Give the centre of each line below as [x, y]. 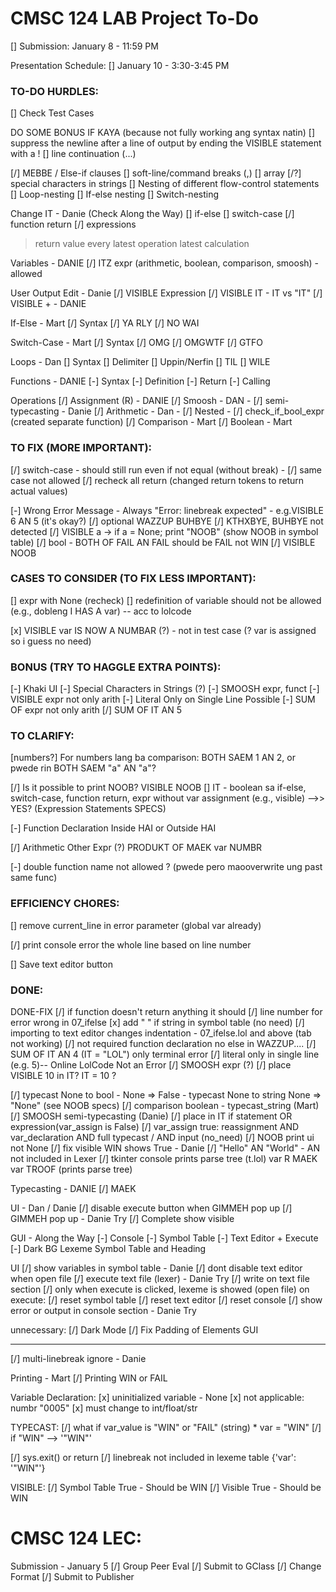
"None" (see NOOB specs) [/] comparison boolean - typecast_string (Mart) [165, 1106]
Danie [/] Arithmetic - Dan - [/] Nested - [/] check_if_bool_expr [196, 411]
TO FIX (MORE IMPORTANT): [81, 448]
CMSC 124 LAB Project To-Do [135, 18]
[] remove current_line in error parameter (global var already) [136, 925]
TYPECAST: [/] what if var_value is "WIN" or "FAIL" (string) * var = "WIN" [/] [166, 1428]
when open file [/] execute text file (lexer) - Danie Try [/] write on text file [160, 1279]
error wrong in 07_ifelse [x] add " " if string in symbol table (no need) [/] [157, 1023]
